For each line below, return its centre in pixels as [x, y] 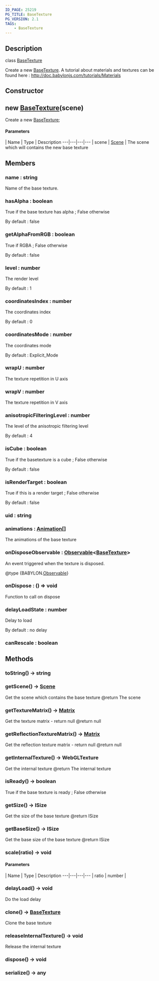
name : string [22, 177]
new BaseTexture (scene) [44, 108]
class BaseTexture [24, 60]
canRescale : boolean [31, 643]
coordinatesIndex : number [38, 301]
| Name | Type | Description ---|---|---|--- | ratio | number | [66, 876]
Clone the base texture [28, 923]
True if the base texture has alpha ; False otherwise [57, 212]
